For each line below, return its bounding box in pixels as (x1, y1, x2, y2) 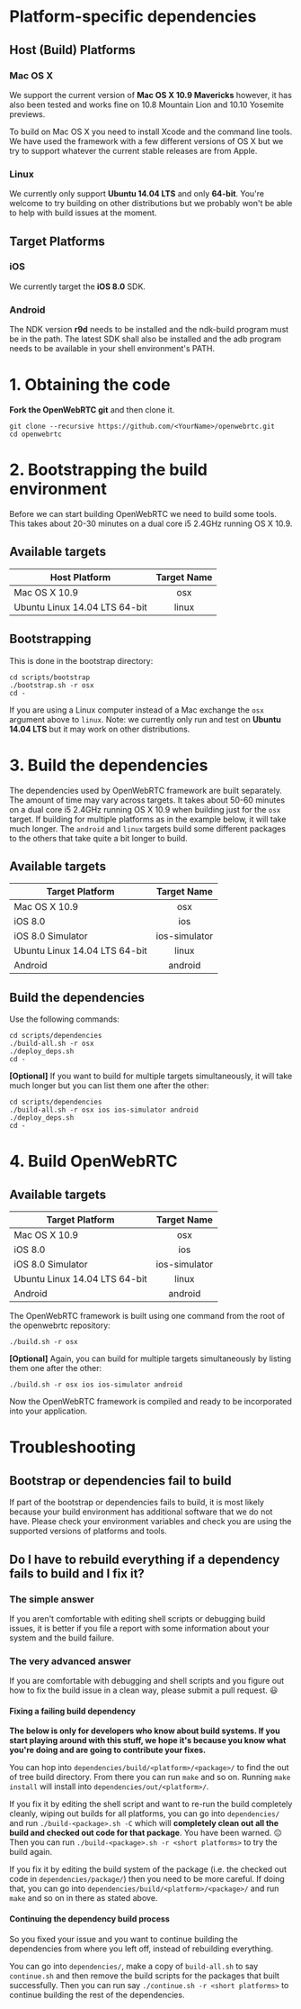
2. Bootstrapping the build (9, 459, 208, 480)
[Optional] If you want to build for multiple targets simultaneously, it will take (9, 1070, 293, 1082)
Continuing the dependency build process (9, 1914, 171, 1924)
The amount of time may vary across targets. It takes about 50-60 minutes (9, 795, 286, 805)
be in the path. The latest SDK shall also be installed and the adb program (9, 333, 281, 344)
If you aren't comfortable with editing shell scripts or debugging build (9, 1613, 266, 1623)
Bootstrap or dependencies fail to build (9, 1473, 232, 1488)
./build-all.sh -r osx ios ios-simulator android (9, 1105, 199, 1114)
